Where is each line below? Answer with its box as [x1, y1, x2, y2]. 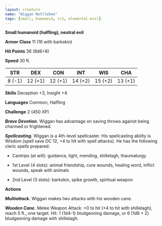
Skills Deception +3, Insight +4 [5, 90, 67, 96]
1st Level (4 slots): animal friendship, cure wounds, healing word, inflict [12, 162, 155, 168]
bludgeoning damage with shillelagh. [5, 215, 79, 222]
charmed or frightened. [5, 124, 52, 130]
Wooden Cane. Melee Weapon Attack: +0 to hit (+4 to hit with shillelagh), [5, 205, 153, 211]
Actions [5, 186, 21, 192]
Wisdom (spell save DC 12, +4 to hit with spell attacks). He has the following [5, 138, 158, 144]
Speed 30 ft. [5, 58, 31, 64]
